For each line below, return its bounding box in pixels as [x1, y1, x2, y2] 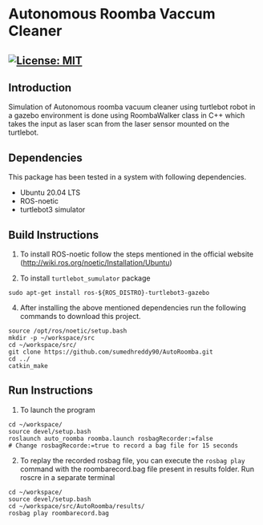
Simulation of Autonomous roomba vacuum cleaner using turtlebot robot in [8, 102, 256, 112]
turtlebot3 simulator [19, 205, 86, 215]
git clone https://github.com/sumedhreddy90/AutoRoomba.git [8, 348, 214, 357]
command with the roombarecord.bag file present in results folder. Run [19, 464, 255, 474]
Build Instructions [8, 228, 99, 241]
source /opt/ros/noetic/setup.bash [8, 327, 127, 335]
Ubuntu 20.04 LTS [19, 188, 81, 197]
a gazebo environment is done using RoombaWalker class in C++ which [8, 111, 245, 120]
